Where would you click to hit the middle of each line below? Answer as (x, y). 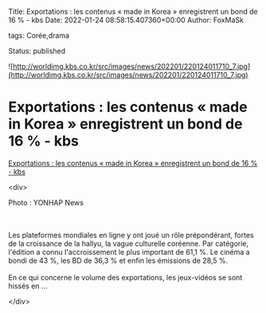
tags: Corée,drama (39, 36)
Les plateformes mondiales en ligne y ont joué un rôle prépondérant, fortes (131, 235)
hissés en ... (28, 286)
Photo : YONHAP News (46, 202)
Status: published (37, 51)
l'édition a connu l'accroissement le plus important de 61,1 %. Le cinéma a (129, 252)
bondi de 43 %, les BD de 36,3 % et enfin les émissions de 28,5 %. (118, 260)
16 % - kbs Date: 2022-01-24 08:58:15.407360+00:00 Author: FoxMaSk (126, 20)
